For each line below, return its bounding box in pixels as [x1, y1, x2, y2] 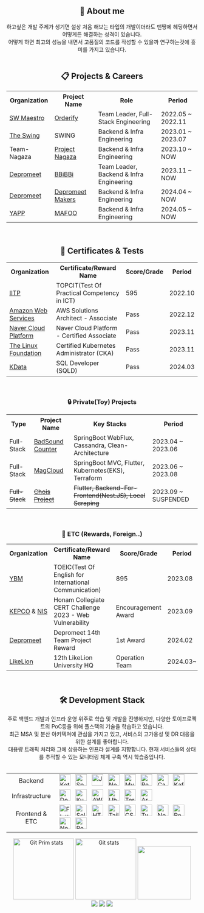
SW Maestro [9, 113, 45, 122]
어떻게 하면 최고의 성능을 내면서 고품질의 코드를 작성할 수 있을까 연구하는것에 [8, 38, 190, 46]
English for [53, 571, 84, 579]
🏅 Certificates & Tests [60, 246, 144, 256]
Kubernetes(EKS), [73, 466, 125, 474]
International [53, 578, 90, 587]
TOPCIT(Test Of [56, 281, 102, 290]
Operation [115, 654, 144, 662]
